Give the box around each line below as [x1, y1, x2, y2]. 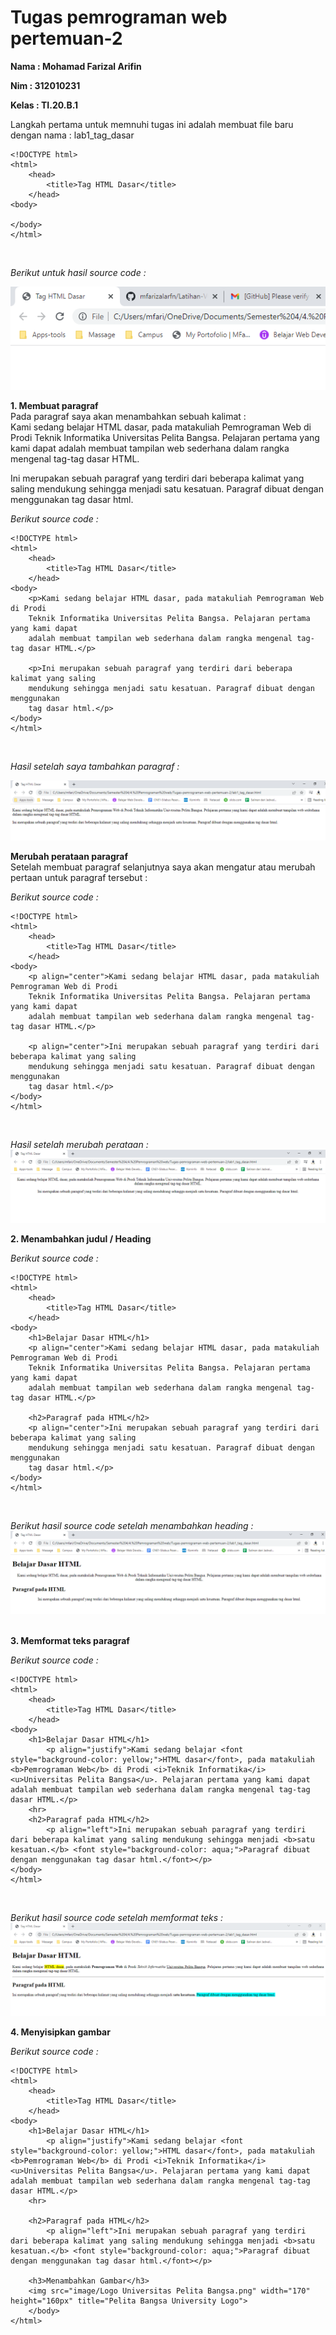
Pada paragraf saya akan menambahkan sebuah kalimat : [10, 410, 247, 422]
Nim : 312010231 [10, 79, 81, 91]
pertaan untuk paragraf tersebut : [10, 872, 148, 884]
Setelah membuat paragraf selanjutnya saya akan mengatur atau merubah [10, 861, 316, 873]
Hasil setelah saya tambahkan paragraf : [10, 760, 180, 772]
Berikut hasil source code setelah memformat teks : [10, 1912, 224, 1924]
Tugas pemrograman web [10, 6, 228, 29]
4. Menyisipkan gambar [10, 2026, 111, 2038]
